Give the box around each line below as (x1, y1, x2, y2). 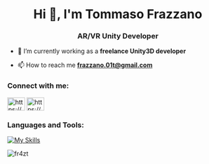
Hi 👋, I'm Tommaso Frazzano (33, 6, 203, 22)
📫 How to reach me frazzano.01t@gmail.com (17, 61, 153, 69)
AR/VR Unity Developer (76, 31, 159, 41)
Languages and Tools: (7, 120, 84, 130)
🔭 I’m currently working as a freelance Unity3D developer (17, 47, 187, 55)
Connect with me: (7, 81, 69, 91)
